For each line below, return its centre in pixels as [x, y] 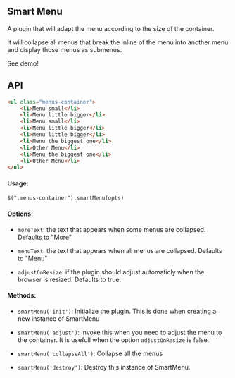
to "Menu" [32, 258]
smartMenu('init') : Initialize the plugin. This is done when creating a [117, 311]
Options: [20, 214]
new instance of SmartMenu [58, 318]
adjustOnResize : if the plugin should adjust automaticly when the [111, 272]
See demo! [23, 63]
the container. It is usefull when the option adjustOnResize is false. [113, 340]
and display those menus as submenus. [65, 49]
